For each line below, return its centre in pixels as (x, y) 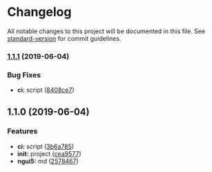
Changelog (39, 12)
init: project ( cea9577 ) (49, 153)
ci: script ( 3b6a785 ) (46, 146)
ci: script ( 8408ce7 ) (46, 90)
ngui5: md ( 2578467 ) (48, 161)
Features (22, 131)
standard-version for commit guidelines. (64, 38)
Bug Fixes (24, 75)
